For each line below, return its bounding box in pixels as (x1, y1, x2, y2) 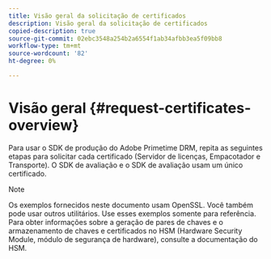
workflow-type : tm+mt (8, 42, 82, 50)
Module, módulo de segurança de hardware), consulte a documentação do (8, 234, 258, 244)
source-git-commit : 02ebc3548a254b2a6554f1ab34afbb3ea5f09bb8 (8, 34, 222, 43)
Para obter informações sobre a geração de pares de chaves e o (8, 217, 224, 227)
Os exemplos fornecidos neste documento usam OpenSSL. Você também (8, 200, 253, 210)
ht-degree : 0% (8, 57, 57, 66)
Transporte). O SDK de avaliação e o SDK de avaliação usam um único (8, 159, 243, 170)
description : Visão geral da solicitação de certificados (8, 19, 208, 28)
